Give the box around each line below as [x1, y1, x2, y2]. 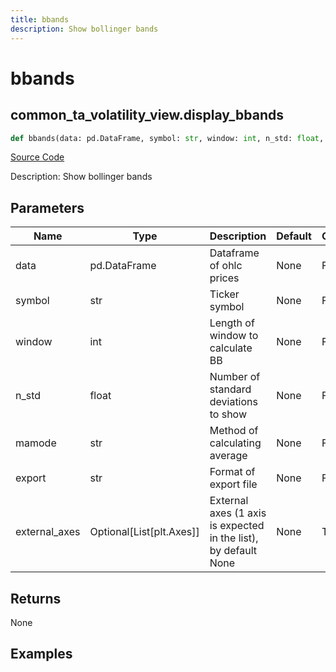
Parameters [10, 199, 85, 216]
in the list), [209, 531, 259, 545]
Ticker [209, 287, 240, 301]
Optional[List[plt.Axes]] [89, 525, 200, 539]
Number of [209, 370, 261, 384]
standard [209, 382, 252, 396]
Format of [209, 465, 256, 479]
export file [209, 477, 258, 491]
